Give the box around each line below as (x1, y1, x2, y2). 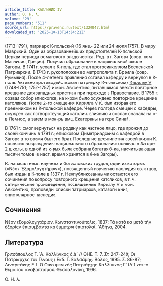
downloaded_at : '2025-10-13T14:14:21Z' (5, 30, 86, 35)
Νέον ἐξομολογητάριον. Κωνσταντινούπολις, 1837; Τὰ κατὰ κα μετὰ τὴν (5, 219, 152, 225)
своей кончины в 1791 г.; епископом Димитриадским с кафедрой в (5, 130, 145, 136)
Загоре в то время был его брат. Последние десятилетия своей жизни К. (5, 136, 158, 142)
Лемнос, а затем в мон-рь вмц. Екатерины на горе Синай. (8, 116, 130, 122)
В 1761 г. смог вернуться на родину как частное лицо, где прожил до (5, 125, 148, 131)
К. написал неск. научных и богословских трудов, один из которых (5, 161, 145, 166)
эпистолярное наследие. (5, 192, 57, 198)
